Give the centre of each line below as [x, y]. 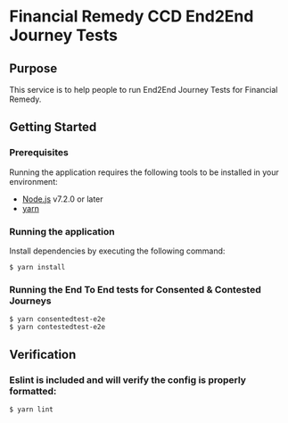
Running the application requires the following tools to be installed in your [144, 172]
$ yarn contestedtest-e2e [57, 328]
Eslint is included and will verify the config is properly [128, 379]
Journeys [30, 301]
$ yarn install [37, 267]
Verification [43, 354]
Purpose [33, 68]
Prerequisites [39, 153]
